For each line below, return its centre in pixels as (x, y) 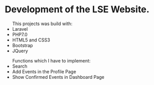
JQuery (20, 51)
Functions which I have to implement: (51, 60)
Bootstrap (22, 45)
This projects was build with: (42, 24)
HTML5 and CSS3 (31, 40)
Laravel (20, 29)
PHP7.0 (20, 34)
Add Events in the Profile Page (44, 71)
